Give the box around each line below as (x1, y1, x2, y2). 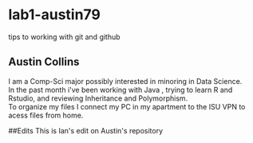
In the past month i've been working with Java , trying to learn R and (8, 85, 233, 94)
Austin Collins (8, 55, 80, 69)
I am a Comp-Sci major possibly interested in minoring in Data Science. (8, 76, 243, 85)
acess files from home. (8, 110, 84, 120)
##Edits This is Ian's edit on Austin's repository (8, 125, 164, 135)
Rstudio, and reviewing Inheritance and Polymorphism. (8, 93, 188, 103)
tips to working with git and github (8, 32, 121, 42)
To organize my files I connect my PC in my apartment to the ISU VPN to (8, 101, 246, 111)
